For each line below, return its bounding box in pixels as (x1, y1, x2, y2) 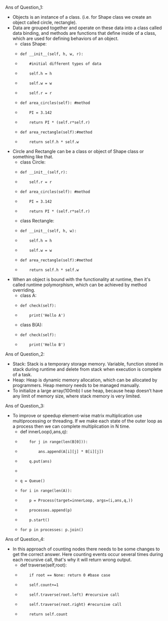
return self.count (29, 612, 68, 617)
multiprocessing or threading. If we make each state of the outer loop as (12, 418, 162, 424)
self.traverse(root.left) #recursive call (29, 592, 120, 597)
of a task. (12, 372, 32, 377)
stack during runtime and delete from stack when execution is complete (12, 366, 162, 372)
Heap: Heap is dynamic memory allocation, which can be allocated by (12, 377, 157, 383)
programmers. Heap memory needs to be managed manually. (12, 382, 140, 388)
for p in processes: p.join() (20, 527, 84, 532)
